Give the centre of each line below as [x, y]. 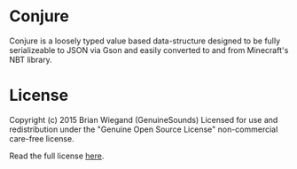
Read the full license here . [57, 156]
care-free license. [42, 138]
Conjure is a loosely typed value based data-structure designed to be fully [145, 41]
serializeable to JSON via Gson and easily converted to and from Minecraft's [149, 50]
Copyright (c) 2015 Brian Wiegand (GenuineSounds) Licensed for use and [144, 119]
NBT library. [31, 59]
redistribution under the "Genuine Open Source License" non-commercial [144, 129]
